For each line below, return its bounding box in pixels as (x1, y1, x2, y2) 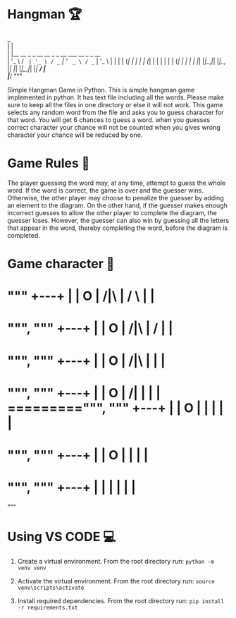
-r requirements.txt (17, 604, 78, 611)
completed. (7, 231, 40, 239)
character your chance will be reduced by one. (7, 131, 143, 139)
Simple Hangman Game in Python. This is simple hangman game (7, 85, 195, 94)
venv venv (17, 564, 47, 571)
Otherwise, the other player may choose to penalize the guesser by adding (7, 193, 224, 202)
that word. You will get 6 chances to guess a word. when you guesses (7, 115, 210, 124)
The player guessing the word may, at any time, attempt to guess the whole (7, 178, 226, 187)
